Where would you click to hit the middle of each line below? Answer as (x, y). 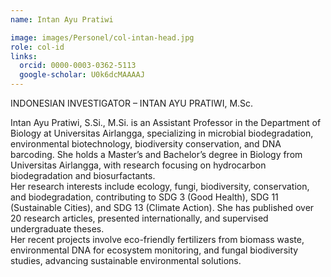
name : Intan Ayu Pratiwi (62, 19)
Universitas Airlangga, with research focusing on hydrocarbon (138, 165)
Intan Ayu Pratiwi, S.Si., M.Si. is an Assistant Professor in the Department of (166, 122)
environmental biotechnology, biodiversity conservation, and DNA (146, 144)
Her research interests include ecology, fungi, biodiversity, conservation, (160, 186)
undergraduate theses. (57, 229)
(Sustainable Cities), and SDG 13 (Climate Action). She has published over (162, 207)
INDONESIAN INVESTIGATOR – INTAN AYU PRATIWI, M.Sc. (132, 103)
